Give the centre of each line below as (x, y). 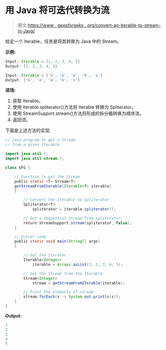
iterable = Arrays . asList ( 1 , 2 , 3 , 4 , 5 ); (77, 264)
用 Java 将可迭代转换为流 (58, 10)
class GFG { (18, 167)
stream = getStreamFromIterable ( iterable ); (78, 283)
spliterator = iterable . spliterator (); (74, 209)
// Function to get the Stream (47, 177)
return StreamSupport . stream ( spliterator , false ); (78, 223)
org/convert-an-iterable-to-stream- (124, 25)
